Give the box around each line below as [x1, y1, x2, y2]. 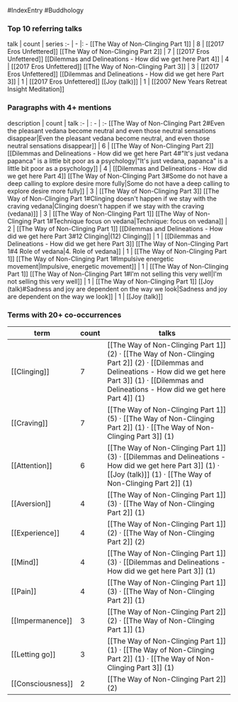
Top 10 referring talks [7, 23, 83, 33]
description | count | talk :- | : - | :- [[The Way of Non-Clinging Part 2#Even [7, 118, 225, 127]
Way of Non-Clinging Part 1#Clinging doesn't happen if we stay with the [7, 194, 217, 203]
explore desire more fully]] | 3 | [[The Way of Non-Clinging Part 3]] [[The [7, 186, 220, 195]
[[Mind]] [11, 557, 39, 567]
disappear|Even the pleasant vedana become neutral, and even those [7, 134, 210, 143]
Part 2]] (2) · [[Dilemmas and [107, 357, 204, 367]
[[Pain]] [11, 586, 37, 596]
